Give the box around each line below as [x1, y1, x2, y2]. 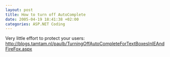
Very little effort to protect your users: [5, 35, 85, 41]
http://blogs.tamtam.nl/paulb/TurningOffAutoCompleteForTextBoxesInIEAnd [5, 41, 165, 47]
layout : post [5, 7, 33, 13]
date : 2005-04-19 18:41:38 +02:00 [5, 17, 79, 22]
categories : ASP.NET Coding [5, 21, 66, 27]
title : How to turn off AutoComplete [5, 12, 86, 17]
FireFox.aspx [5, 46, 32, 52]
